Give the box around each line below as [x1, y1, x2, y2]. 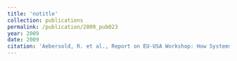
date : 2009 [7, 36, 39, 43]
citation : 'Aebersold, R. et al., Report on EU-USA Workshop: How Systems [7, 43, 232, 50]
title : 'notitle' [7, 10, 59, 18]
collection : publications [7, 17, 83, 24]
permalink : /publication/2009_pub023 [7, 23, 119, 30]
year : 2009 [7, 29, 39, 37]
